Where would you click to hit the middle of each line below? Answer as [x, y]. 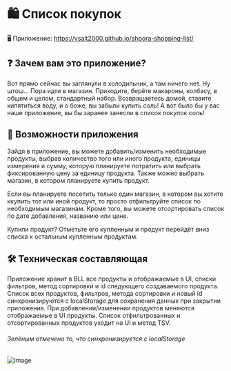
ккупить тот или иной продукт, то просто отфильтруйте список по [104, 201]
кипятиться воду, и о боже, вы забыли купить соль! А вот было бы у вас [114, 106]
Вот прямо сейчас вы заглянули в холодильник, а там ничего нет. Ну [109, 83]
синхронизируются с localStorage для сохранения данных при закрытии [114, 301]
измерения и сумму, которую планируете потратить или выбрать [104, 166]
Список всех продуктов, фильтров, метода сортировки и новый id [105, 294]
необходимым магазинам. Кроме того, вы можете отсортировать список [116, 208]
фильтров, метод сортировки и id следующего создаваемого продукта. [113, 286]
